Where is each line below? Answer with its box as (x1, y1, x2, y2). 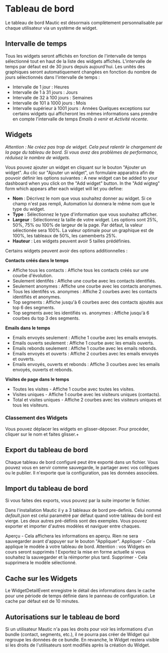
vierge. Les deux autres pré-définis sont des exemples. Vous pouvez (5, 518, 147, 524)
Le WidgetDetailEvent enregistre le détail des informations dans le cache (5, 588, 155, 594)
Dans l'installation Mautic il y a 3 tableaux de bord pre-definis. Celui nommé (5, 507, 162, 513)
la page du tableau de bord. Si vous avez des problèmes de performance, (5, 149, 158, 155)
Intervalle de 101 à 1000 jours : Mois (12, 100, 86, 106)
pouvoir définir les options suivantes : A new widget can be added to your (5, 175, 158, 181)
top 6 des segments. (12, 304, 55, 310)
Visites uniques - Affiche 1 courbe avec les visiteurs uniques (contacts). (12, 391, 161, 397)
